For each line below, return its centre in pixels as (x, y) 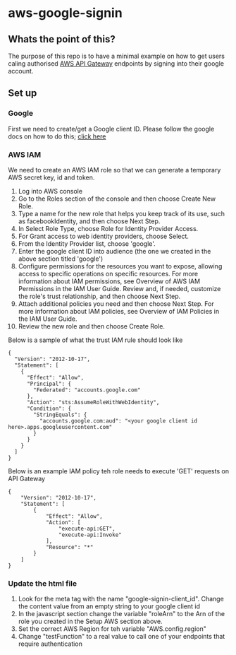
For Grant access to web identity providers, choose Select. (104, 236)
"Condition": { (49, 408)
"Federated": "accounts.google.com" (87, 390)
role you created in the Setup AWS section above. (90, 621)
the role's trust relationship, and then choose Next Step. (99, 296)
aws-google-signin (65, 13)
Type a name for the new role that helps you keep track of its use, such (121, 213)
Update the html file (43, 583)
